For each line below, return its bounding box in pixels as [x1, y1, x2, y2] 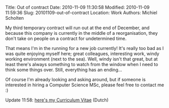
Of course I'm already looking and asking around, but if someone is [5, 77, 146, 82]
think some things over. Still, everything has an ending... [5, 67, 122, 73]
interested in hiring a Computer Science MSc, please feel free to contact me [5, 82, 164, 88]
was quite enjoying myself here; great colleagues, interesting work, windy [5, 50, 160, 57]
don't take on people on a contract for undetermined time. [5, 35, 127, 41]
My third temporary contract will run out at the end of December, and [5, 25, 150, 31]
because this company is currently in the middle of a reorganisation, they [5, 30, 158, 36]
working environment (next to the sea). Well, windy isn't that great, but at [5, 56, 158, 62]
